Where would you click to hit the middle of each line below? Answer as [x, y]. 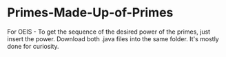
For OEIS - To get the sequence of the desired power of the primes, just [109, 32]
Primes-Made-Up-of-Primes [90, 13]
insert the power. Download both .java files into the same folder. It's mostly [113, 38]
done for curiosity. [33, 46]
